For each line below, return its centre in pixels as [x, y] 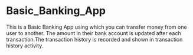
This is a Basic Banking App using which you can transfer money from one [97, 27]
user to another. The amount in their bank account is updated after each [94, 33]
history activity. [25, 46]
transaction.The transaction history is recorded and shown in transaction [94, 39]
